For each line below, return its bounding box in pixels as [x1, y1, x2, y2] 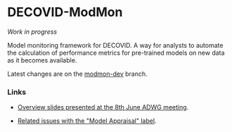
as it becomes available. [7, 55, 77, 64]
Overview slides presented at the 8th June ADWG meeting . [17, 103, 189, 112]
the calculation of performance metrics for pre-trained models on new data [7, 48, 225, 57]
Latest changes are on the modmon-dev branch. [7, 70, 148, 78]
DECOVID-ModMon [7, 4, 123, 20]
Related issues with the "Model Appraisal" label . [17, 117, 157, 125]
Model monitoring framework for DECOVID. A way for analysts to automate [7, 41, 224, 49]
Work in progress [7, 27, 58, 36]
